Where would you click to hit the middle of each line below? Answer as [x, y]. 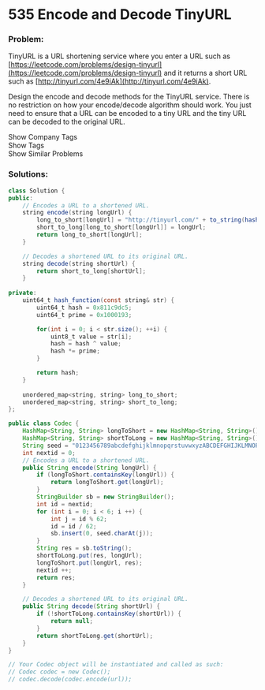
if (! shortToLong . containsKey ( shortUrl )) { [109, 614]
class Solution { [37, 191]
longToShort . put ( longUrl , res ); [90, 563]
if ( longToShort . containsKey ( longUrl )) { [106, 475]
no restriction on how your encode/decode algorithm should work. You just [130, 105]
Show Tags [26, 145]
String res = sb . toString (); [84, 548]
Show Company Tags [43, 137]
